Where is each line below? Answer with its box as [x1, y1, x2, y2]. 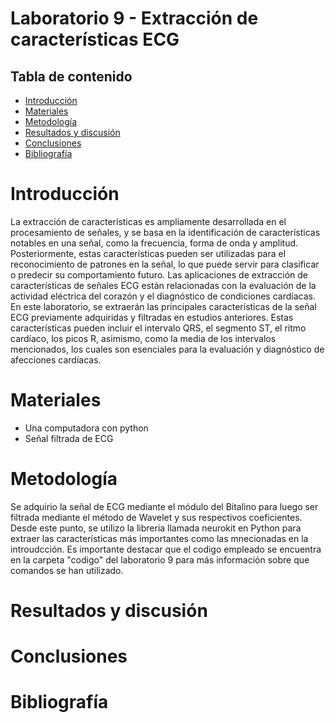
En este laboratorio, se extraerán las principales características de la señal [10, 300, 317, 312]
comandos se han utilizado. [10, 564, 124, 576]
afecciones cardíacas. [10, 353, 102, 366]
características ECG [10, 28, 180, 51]
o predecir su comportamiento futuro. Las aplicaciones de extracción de [10, 268, 308, 281]
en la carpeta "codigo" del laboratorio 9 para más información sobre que [10, 553, 310, 566]
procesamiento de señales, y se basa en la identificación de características [10, 226, 321, 238]
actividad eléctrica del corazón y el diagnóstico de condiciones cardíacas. [10, 290, 316, 302]
